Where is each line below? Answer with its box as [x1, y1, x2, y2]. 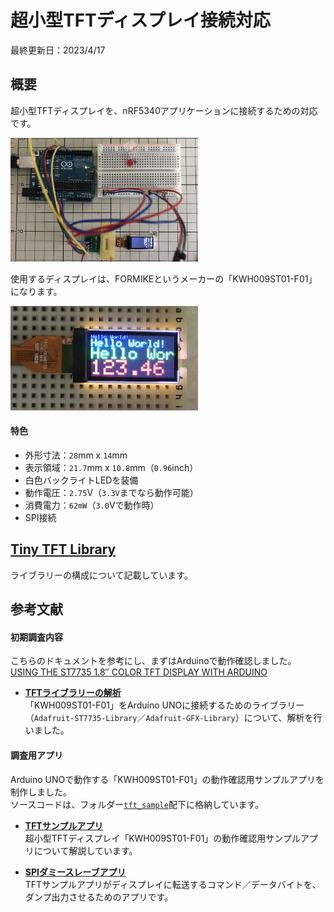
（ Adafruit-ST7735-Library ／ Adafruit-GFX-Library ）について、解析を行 [24, 712, 323, 724]
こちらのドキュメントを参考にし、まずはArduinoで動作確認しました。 [10, 655, 297, 667]
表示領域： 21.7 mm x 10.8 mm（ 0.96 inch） [24, 462, 199, 474]
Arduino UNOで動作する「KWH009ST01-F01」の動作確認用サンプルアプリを [10, 773, 325, 785]
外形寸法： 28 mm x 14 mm [24, 449, 128, 461]
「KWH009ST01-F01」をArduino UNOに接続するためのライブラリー [24, 699, 305, 711]
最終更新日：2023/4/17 [10, 44, 106, 56]
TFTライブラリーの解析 [24, 687, 122, 699]
